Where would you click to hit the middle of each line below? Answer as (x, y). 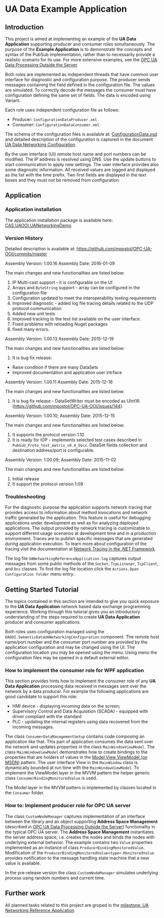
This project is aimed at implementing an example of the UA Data (71, 39)
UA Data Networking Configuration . (41, 145)
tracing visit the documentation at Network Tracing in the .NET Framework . (81, 549)
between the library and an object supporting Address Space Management (82, 821)
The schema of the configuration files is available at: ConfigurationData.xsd (81, 134)
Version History (24, 238)
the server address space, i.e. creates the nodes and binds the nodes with (80, 837)
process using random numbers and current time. (55, 878)
